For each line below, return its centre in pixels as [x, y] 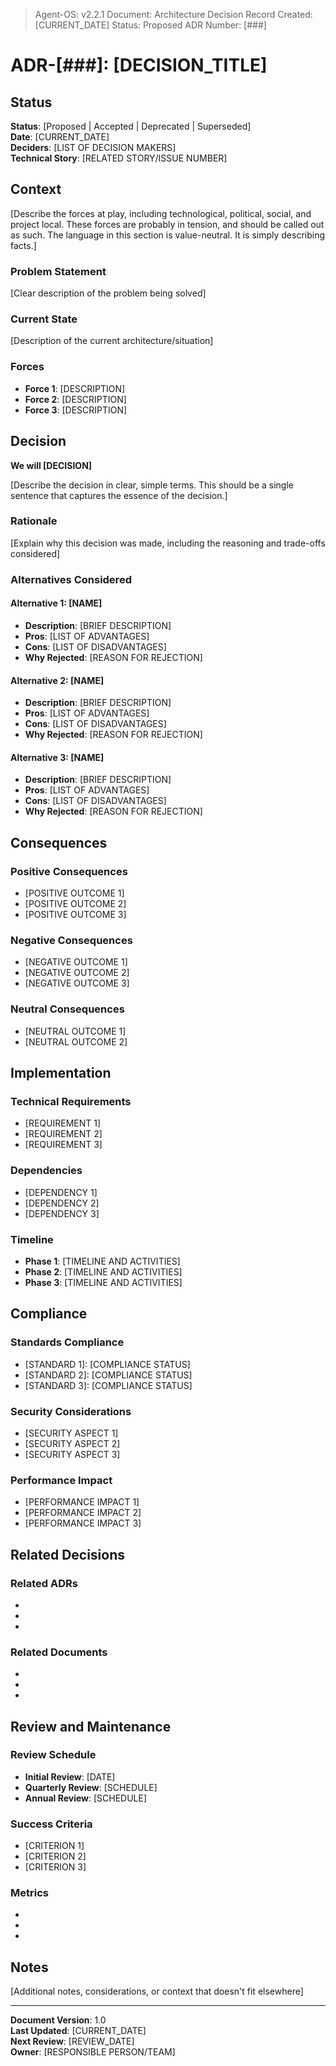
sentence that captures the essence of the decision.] [119, 495]
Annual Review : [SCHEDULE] [86, 1798]
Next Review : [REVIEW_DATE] [72, 2041]
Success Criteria [51, 1824]
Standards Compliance [67, 1342]
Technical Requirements [71, 1101]
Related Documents [59, 1652]
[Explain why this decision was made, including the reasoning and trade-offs [168, 543]
